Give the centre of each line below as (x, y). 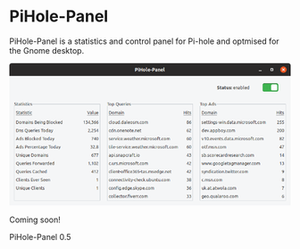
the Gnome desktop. (47, 50)
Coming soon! (35, 220)
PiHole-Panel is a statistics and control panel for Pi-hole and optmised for (144, 41)
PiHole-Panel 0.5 (40, 237)
